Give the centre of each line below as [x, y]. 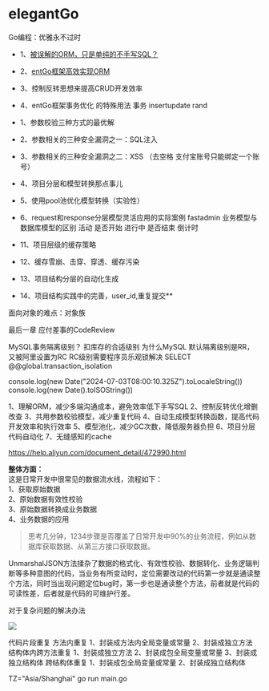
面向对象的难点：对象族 [47, 313]
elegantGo [44, 14]
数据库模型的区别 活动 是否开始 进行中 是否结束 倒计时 [109, 227]
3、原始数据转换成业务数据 [53, 509]
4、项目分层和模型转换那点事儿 [71, 183]
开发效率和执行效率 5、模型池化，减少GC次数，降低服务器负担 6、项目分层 [132, 426]
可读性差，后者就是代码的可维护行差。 [71, 593]
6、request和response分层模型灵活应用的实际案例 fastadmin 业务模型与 [139, 217]
